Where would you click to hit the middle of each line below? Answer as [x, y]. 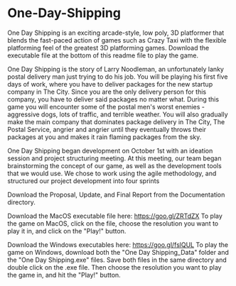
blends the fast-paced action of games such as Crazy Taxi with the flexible [117, 40]
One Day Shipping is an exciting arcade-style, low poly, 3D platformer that [116, 33]
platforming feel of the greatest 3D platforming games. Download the [108, 48]
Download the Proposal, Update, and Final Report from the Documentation [116, 194]
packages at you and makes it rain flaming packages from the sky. [104, 137]
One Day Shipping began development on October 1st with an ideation [110, 150]
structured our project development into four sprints [84, 181]
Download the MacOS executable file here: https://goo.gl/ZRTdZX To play [115, 216]
